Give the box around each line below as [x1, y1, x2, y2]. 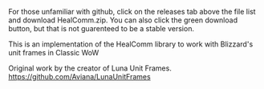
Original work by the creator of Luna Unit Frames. [8, 63, 173, 73]
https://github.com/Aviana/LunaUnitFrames [8, 72, 151, 81]
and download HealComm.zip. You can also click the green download [8, 15, 238, 25]
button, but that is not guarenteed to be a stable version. [8, 24, 195, 33]
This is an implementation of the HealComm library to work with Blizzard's [8, 39, 254, 49]
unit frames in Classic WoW [8, 48, 100, 57]
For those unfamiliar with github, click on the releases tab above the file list [8, 7, 256, 16]
